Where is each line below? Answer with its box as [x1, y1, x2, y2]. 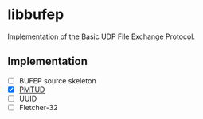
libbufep [7, 6, 64, 24]
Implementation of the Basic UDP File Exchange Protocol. [7, 32, 196, 41]
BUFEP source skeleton [18, 75, 96, 85]
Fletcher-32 [18, 102, 58, 112]
